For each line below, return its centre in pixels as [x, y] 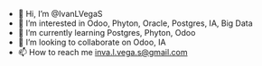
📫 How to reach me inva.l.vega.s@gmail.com [103, 52]
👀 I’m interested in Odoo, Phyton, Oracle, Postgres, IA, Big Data [135, 23]
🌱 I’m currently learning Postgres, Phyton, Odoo [107, 33]
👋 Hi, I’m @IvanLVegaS [60, 14]
